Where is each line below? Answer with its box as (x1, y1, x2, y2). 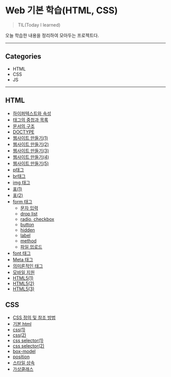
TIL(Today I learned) (17, 21, 61, 28)
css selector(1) (12, 337, 44, 344)
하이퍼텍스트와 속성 (12, 110, 51, 116)
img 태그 (12, 179, 31, 185)
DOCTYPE (12, 128, 35, 135)
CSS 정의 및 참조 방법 (12, 314, 56, 321)
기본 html (12, 321, 32, 327)
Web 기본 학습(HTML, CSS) (5, 5, 118, 16)
